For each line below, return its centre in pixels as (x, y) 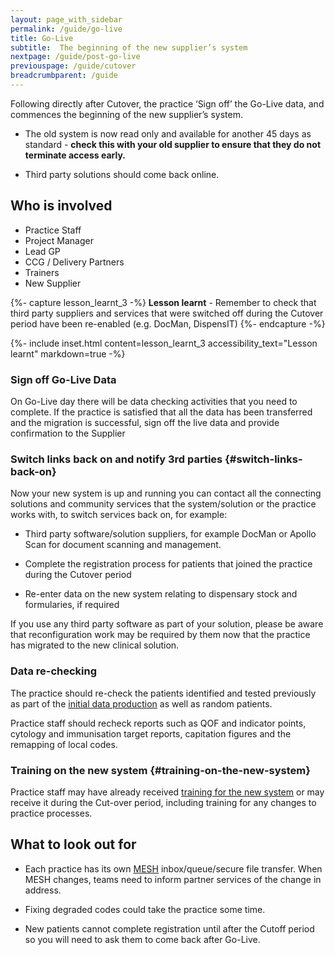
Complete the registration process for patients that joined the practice (168, 564)
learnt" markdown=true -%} (68, 353)
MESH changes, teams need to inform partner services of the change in (173, 879)
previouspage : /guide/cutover (73, 66)
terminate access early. (75, 155)
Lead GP (42, 251)
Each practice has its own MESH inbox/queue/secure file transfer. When (173, 868)
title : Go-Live (42, 38)
